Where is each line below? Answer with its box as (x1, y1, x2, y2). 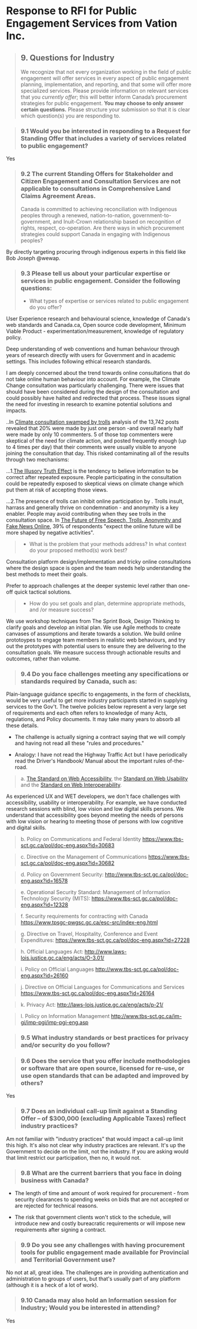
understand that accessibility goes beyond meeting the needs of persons (6, 811, 183, 819)
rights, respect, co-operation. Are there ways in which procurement (20, 224, 184, 231)
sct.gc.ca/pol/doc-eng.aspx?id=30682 (20, 860, 115, 867)
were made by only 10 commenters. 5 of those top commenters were (6, 431, 173, 438)
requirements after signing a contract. (14, 1226, 106, 1233)
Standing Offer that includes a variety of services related (20, 134, 187, 142)
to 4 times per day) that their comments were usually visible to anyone (6, 443, 176, 450)
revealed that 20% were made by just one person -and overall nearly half (6, 424, 183, 431)
